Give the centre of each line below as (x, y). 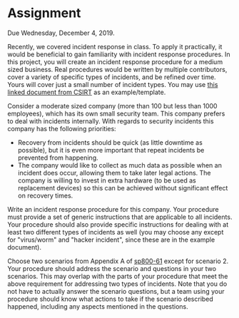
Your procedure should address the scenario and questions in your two (112, 268)
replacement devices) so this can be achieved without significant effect (123, 188)
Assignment (44, 13)
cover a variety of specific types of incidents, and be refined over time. (112, 77)
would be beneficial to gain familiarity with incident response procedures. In (119, 54)
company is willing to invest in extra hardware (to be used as (107, 180)
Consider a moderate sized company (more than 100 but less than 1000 (112, 106)
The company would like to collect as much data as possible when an (120, 165)
